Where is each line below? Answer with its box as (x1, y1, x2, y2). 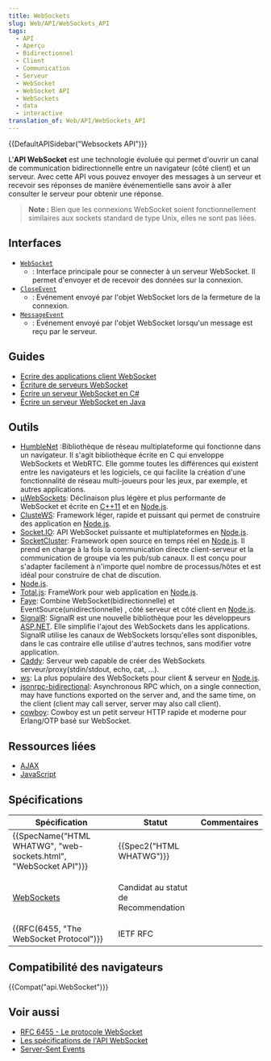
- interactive (15, 110, 63, 118)
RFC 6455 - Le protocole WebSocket (19, 1026, 143, 1037)
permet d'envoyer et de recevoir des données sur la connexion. (31, 275, 244, 285)
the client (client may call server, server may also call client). (19, 699, 222, 708)
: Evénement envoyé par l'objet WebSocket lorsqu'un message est (31, 318, 253, 328)
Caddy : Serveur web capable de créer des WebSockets (19, 656, 206, 666)
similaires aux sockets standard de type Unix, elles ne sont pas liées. (27, 213, 256, 223)
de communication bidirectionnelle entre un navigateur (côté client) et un (8, 163, 251, 173)
